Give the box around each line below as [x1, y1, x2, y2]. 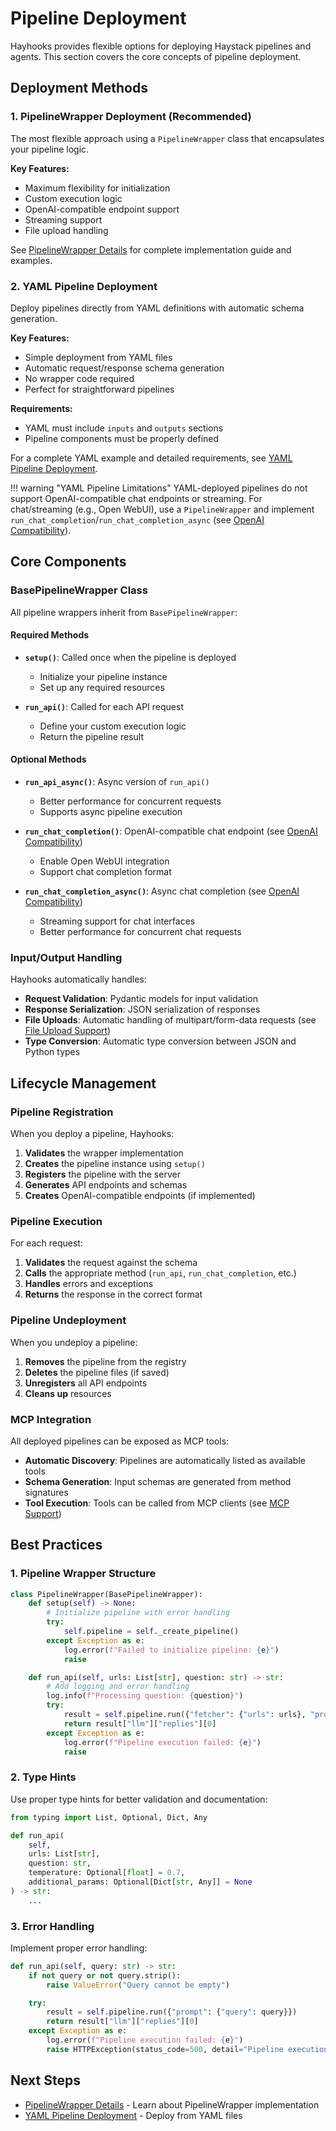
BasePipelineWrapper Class [10, 583, 148, 597]
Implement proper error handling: [10, 1942, 148, 1954]
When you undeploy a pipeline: [10, 1336, 138, 1348]
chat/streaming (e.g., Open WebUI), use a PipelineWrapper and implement [10, 503, 315, 515]
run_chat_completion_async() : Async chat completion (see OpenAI [24, 885, 300, 897]
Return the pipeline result [39, 730, 144, 742]
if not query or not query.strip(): [28, 1970, 182, 1981]
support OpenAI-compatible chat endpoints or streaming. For [10, 492, 263, 504]
